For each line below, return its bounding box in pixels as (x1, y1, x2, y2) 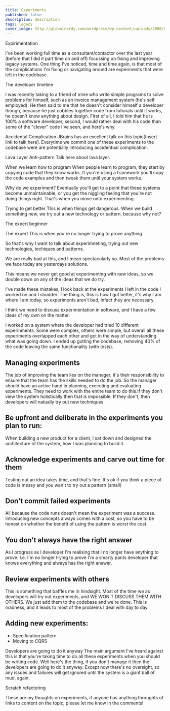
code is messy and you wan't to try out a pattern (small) (5, 482, 122, 488)
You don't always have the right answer (5, 536, 133, 544)
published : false (5, 12, 42, 17)
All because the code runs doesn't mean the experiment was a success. (5, 510, 156, 516)
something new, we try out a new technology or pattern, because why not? (5, 211, 161, 217)
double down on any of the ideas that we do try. (5, 276, 105, 283)
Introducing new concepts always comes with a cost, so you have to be (5, 515, 154, 521)
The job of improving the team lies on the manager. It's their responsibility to (5, 372, 164, 378)
